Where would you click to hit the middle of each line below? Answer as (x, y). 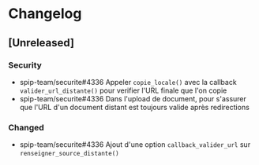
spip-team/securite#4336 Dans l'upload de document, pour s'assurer (133, 98)
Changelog (45, 14)
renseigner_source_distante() (69, 154)
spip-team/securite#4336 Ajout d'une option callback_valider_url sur (135, 145)
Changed (26, 127)
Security (25, 65)
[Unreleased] (41, 43)
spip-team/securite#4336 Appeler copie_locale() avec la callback (128, 82)
